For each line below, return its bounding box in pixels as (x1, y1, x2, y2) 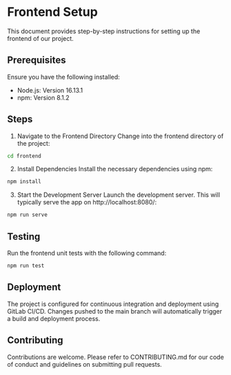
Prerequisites (7, 55, 66, 66)
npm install (7, 178, 41, 185)
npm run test (7, 262, 45, 269)
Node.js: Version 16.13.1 (17, 86, 83, 94)
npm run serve (7, 211, 48, 218)
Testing (7, 231, 41, 242)
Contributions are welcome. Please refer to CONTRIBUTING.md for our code (7, 353, 224, 361)
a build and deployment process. (7, 314, 101, 323)
